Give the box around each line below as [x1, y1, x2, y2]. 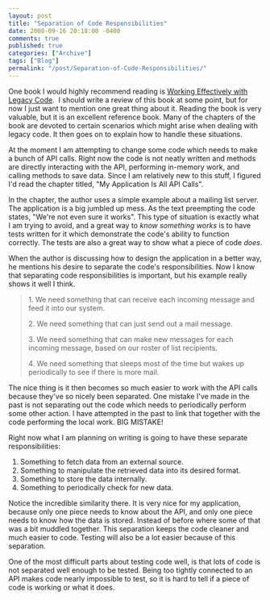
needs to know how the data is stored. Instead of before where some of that [8, 515, 261, 525]
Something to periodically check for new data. [19, 482, 173, 492]
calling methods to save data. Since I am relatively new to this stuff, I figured [8, 170, 261, 180]
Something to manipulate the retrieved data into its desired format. [19, 465, 241, 475]
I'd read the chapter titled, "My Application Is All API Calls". [8, 179, 204, 189]
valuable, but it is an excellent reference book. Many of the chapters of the [8, 112, 256, 122]
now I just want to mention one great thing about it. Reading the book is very [8, 103, 262, 113]
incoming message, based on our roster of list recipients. [27, 343, 218, 352]
